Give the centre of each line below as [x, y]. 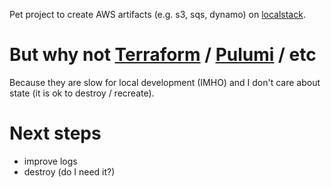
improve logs [50, 161]
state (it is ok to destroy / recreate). [82, 93]
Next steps [55, 133]
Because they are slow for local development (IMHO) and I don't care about [165, 82]
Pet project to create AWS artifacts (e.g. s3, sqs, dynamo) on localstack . [157, 14]
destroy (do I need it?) [69, 171]
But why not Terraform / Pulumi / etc [163, 55]
